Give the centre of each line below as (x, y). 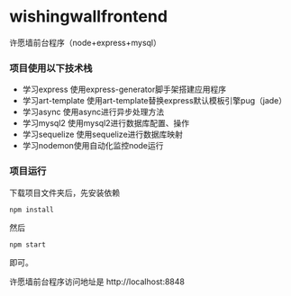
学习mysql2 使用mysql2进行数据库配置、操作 (106, 123)
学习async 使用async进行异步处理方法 (93, 112)
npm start (28, 245)
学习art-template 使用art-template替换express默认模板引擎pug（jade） (154, 101)
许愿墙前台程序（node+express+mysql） (86, 42)
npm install (32, 210)
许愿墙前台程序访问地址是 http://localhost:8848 (97, 282)
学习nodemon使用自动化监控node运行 (93, 146)
